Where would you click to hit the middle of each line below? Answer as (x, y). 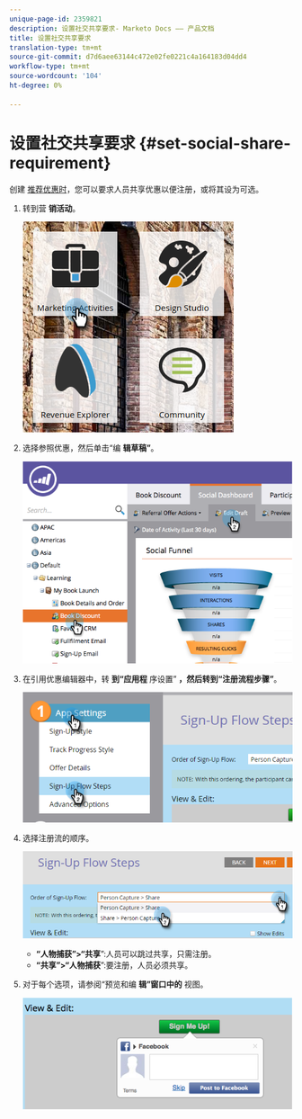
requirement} (60, 163)
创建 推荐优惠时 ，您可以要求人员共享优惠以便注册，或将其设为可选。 (136, 189)
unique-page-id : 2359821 (56, 19)
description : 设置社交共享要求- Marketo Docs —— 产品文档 (112, 28)
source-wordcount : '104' (56, 76)
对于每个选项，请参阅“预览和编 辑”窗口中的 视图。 (115, 984)
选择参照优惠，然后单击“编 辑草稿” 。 (90, 448)
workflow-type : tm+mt (50, 67)
